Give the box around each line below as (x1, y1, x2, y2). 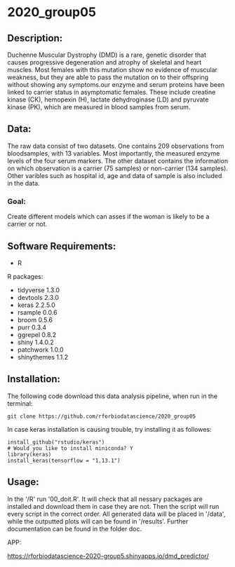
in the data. (7, 179, 40, 187)
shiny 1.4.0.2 (17, 338, 54, 346)
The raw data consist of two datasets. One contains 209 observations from (7, 142, 224, 150)
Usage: (7, 476, 40, 488)
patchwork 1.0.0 (17, 345, 65, 354)
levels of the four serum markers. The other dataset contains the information (7, 156, 229, 165)
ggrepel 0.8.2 (17, 330, 57, 339)
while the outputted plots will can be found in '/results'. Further (7, 517, 189, 526)
